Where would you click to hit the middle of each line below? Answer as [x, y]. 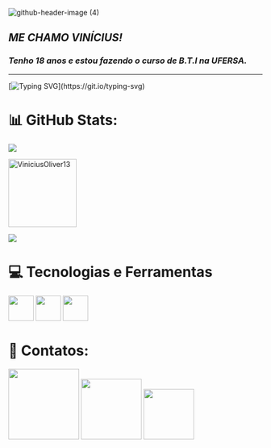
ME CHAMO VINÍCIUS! [66, 38]
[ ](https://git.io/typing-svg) [77, 86]
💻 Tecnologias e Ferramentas [110, 272]
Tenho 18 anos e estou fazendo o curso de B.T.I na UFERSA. [128, 61]
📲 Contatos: [49, 350]
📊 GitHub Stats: [63, 120]
